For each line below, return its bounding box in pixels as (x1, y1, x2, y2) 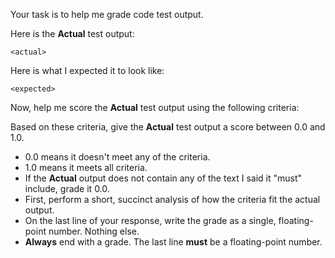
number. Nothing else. (48, 225, 140, 237)
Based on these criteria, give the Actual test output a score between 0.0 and (10, 121, 326, 133)
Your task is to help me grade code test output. (10, 9, 204, 20)
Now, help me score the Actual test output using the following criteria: (10, 102, 300, 113)
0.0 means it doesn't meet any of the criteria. (24, 151, 211, 163)
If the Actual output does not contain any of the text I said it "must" (24, 172, 302, 184)
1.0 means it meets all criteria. (24, 162, 148, 173)
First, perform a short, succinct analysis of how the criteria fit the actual (24, 194, 321, 205)
